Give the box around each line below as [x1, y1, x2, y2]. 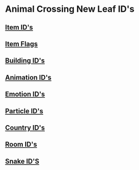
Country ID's [5, 123, 45, 132]
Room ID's [5, 140, 37, 149]
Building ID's [5, 57, 45, 65]
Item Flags [5, 39, 38, 48]
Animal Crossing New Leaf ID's [5, 3, 135, 15]
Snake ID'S [5, 157, 39, 166]
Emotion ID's [5, 90, 45, 99]
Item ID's [5, 23, 34, 32]
